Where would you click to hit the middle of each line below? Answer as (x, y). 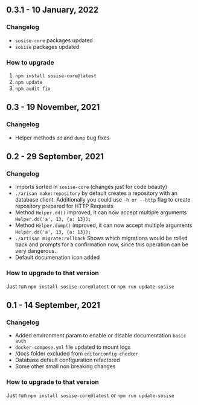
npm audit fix (33, 89)
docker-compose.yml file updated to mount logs (73, 347)
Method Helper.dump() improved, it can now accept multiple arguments (104, 225)
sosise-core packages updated (54, 40)
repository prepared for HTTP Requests (64, 206)
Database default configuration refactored (67, 360)
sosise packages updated (47, 46)
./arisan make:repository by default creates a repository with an (96, 193)
